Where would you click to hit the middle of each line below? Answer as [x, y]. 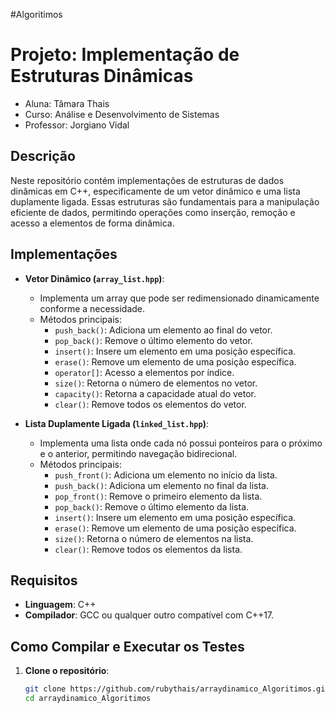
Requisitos [44, 580]
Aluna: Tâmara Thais [67, 103]
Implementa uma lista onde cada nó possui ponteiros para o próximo [181, 443]
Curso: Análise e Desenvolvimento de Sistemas [122, 114]
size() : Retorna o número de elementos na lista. [154, 538]
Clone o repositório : [67, 671]
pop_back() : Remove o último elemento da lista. [152, 506]
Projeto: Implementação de [125, 55]
